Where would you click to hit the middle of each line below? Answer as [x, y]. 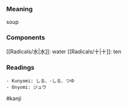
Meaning [20, 9]
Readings [20, 67]
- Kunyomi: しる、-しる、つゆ [41, 81]
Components [26, 38]
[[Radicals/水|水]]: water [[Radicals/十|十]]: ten [64, 51]
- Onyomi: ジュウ [26, 87]
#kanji [14, 98]
